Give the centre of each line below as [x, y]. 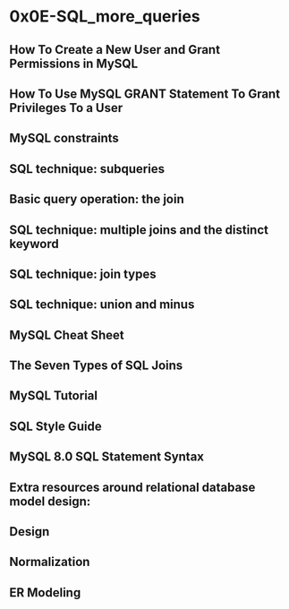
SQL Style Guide [55, 426]
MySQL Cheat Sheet [67, 335]
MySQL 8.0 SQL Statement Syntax [106, 457]
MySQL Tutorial [54, 396]
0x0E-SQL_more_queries [105, 17]
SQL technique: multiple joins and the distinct [139, 230]
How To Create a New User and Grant [115, 50]
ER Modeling [45, 592]
